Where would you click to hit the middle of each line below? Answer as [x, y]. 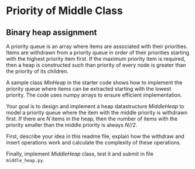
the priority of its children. [37, 71]
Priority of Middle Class [64, 11]
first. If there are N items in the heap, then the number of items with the [92, 119]
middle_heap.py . [25, 160]
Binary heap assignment [52, 32]
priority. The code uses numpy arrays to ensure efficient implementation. [94, 95]
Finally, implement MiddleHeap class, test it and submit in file [80, 154]
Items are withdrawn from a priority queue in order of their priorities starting [97, 53]
